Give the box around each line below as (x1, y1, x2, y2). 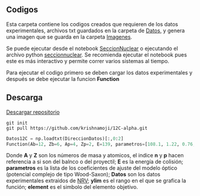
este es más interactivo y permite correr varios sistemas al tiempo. (6, 57, 170, 64)
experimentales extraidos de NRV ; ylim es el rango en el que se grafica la (6, 177, 186, 184)
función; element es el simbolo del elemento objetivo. (6, 183, 138, 191)
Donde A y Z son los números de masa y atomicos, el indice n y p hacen (6, 152, 184, 159)
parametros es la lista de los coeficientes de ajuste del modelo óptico (6, 164, 177, 172)
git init (6, 120, 28, 126)
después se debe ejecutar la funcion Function (6, 75, 120, 82)
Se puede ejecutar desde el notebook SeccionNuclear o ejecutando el (6, 45, 179, 52)
